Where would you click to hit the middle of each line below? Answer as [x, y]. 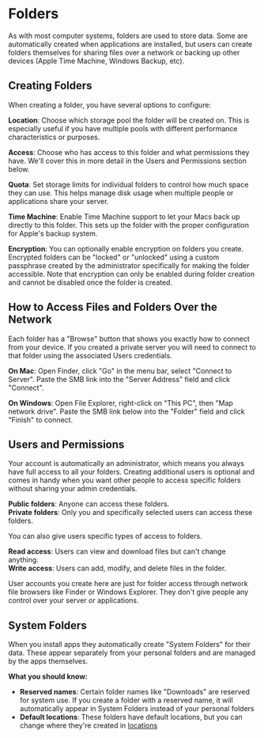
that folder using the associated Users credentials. [90, 355]
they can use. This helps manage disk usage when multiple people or [121, 193]
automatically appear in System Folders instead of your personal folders [137, 709]
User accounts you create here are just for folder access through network [128, 584]
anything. [24, 560]
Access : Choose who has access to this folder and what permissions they [129, 152]
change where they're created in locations [89, 725]
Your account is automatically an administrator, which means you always [126, 464]
